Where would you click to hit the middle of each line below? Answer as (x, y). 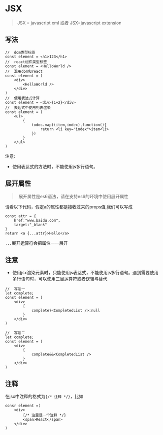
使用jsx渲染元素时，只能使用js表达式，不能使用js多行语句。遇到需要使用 (85, 273)
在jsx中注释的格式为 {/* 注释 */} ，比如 (44, 397)
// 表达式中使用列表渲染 (28, 108)
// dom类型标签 (20, 52)
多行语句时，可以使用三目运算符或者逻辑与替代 (60, 279)
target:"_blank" (31, 225)
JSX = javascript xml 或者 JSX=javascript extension (69, 23)
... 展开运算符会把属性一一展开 (36, 243)
